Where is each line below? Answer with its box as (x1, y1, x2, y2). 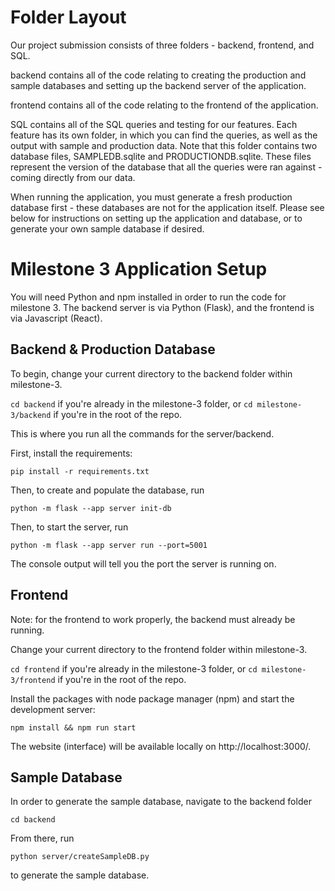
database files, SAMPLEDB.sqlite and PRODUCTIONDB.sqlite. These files (10, 150, 312, 162)
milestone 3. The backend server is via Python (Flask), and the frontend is (10, 301, 315, 313)
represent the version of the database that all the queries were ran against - (10, 161, 323, 173)
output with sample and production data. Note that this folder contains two (10, 139, 318, 151)
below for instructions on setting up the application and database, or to (10, 212, 303, 224)
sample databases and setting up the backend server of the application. (10, 79, 307, 91)
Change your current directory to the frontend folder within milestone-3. (10, 643, 308, 655)
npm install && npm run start (10, 722, 137, 733)
